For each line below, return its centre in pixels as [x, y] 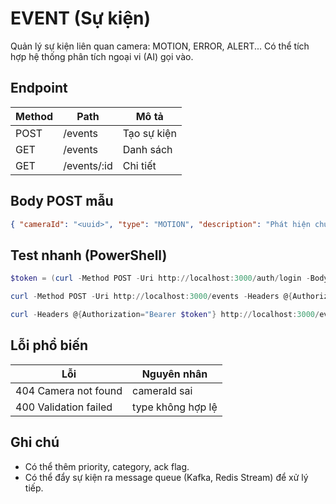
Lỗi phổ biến [49, 345]
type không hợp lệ [175, 407]
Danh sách [147, 149]
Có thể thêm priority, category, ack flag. [107, 466]
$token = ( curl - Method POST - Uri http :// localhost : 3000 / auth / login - [160, 278]
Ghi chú [35, 442]
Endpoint [39, 88]
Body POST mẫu [62, 201]
